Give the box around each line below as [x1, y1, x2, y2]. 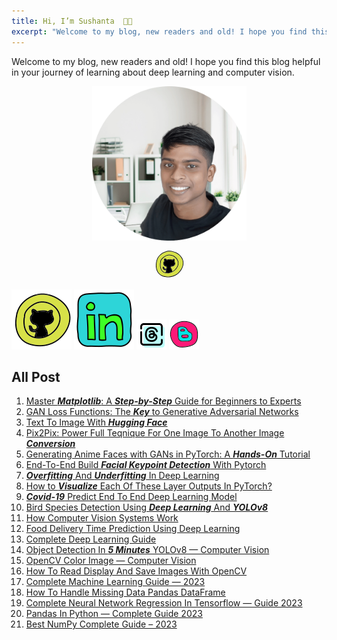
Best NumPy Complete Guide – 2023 [25, 618, 178, 630]
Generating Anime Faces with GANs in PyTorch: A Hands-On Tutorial [25, 448, 311, 460]
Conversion [25, 438, 76, 450]
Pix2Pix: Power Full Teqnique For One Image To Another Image [25, 427, 285, 439]
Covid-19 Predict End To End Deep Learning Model [25, 491, 238, 503]
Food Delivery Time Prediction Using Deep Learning [25, 523, 241, 535]
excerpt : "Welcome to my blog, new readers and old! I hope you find [11, 26, 308, 37]
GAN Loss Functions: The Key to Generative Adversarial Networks [25, 406, 299, 418]
